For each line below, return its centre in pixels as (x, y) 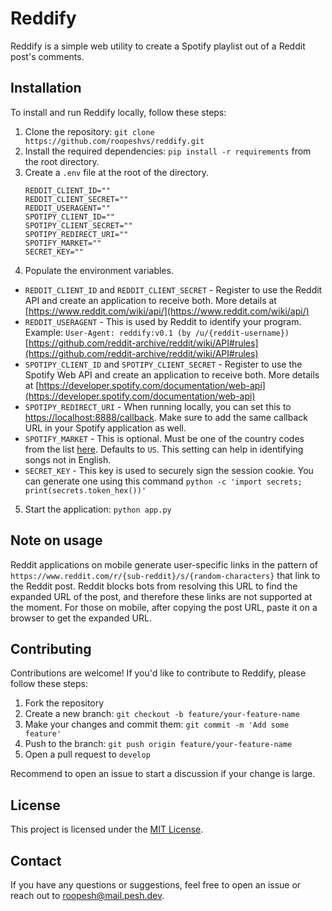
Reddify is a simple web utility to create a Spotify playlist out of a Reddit (158, 46)
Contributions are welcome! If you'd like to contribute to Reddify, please (158, 673)
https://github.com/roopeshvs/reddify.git (114, 141)
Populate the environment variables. (99, 270)
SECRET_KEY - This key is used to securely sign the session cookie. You (169, 470)
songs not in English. (68, 459)
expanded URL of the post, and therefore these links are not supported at (161, 596)
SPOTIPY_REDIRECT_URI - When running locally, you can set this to (158, 406)
